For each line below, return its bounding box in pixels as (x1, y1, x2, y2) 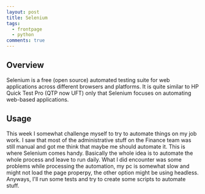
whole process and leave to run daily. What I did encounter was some (6, 155, 182, 163)
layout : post (6, 9, 40, 15)
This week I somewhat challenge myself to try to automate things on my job (6, 130, 197, 137)
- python (12, 32, 34, 38)
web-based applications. (6, 95, 69, 103)
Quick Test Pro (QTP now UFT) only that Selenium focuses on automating (6, 89, 192, 97)
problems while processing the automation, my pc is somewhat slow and (6, 162, 190, 170)
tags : (6, 20, 20, 26)
